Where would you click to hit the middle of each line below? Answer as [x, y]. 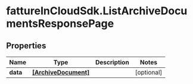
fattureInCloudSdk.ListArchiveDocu [97, 11]
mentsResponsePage [60, 24]
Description [112, 62]
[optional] [149, 72]
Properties [26, 46]
